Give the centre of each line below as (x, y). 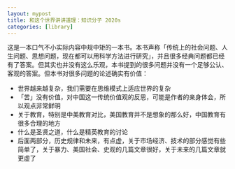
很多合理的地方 (39, 124)
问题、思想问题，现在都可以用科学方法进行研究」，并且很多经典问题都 (113, 56)
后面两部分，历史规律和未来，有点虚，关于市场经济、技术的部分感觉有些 (121, 141)
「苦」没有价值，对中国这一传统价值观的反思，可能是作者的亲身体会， (119, 97)
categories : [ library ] (40, 27)
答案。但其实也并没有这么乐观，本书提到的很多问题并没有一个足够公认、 (123, 65)
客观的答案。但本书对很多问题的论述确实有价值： (78, 73)
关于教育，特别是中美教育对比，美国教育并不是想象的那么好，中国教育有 (121, 115)
